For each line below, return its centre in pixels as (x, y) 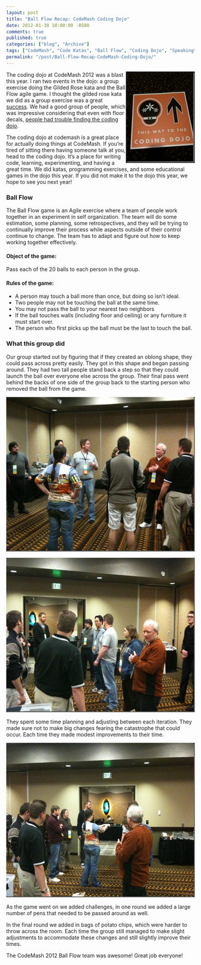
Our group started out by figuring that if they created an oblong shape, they (99, 357)
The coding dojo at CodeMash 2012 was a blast (65, 74)
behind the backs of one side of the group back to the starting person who (98, 382)
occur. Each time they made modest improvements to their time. (85, 734)
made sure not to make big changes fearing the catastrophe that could (93, 728)
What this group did (36, 343)
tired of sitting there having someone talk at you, (66, 150)
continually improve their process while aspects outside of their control (94, 230)
